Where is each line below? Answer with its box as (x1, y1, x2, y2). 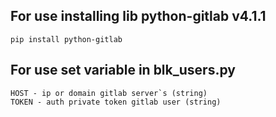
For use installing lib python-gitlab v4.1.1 (10, 8, 267, 25)
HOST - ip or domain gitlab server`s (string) (10, 88, 208, 98)
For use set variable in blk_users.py (10, 62, 236, 79)
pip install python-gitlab (10, 34, 123, 44)
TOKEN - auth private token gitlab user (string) (10, 97, 222, 107)
